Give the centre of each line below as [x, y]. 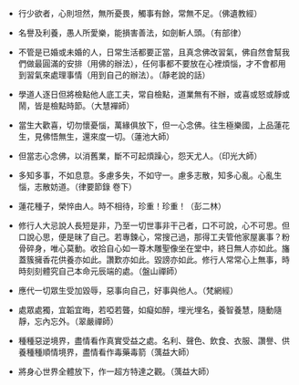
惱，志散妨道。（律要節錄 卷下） [77, 187]
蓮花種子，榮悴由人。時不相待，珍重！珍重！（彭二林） [122, 206]
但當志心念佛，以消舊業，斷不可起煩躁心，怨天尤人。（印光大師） [140, 156]
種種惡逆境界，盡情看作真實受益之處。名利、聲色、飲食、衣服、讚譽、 [150, 341]
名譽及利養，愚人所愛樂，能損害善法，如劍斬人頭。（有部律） [132, 33]
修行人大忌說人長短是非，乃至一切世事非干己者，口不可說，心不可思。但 [154, 225]
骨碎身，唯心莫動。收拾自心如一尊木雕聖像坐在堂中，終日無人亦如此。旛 [154, 248]
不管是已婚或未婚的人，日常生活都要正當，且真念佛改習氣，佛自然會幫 [150, 52]
